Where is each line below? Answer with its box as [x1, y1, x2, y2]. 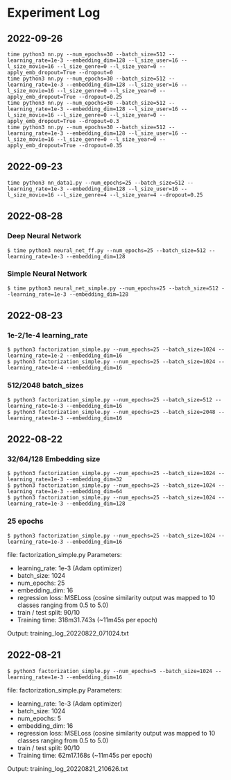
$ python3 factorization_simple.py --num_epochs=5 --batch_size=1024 [7, 667, 213, 674]
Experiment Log [7, 5, 101, 21]
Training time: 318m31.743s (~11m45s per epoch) [17, 615, 158, 624]
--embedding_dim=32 [66, 476, 123, 483]
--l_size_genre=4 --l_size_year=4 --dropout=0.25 [56, 191, 203, 199]
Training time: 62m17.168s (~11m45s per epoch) [17, 751, 153, 759]
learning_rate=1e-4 [7, 365, 64, 372]
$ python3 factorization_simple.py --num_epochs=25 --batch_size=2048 [7, 408, 216, 415]
